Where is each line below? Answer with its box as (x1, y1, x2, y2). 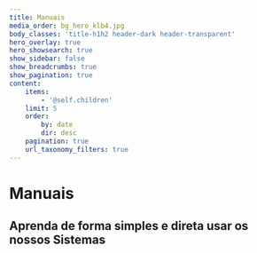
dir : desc (41, 129, 77, 138)
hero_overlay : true (9, 37, 82, 47)
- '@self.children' (41, 95, 113, 105)
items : (25, 87, 50, 96)
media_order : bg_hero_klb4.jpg (9, 21, 125, 30)
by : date (41, 121, 74, 130)
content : (9, 79, 42, 88)
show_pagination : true (9, 71, 93, 80)
